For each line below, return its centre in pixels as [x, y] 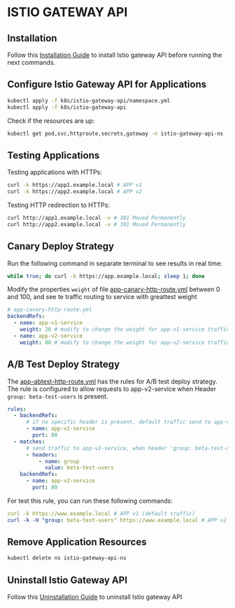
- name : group [59, 461]
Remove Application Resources [77, 542]
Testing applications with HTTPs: [55, 172]
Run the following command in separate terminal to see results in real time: [115, 263]
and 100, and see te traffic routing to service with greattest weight [102, 297]
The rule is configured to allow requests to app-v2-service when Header [112, 389]
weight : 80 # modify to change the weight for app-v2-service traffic [125, 342]
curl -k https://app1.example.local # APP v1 [74, 185]
